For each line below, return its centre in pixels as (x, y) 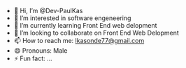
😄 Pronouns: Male (41, 51)
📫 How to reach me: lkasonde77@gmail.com (79, 41)
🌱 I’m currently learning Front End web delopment (85, 25)
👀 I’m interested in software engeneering (72, 18)
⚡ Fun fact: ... (33, 58)
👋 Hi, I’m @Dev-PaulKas (48, 11)
